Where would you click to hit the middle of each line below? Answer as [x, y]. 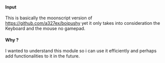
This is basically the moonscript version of [49, 18]
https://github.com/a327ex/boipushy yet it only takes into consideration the [83, 23]
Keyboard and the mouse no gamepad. [45, 29]
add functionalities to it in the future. [42, 56]
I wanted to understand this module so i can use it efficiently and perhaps [81, 51]
